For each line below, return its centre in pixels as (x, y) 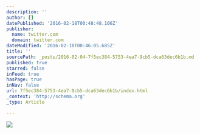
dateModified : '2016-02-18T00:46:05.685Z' (61, 46)
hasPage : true (24, 79)
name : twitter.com (35, 35)
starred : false (26, 68)
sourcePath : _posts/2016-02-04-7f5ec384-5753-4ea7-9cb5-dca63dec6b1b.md (100, 57)
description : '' (27, 12)
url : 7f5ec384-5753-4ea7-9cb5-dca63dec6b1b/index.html (77, 91)
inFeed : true (23, 74)
